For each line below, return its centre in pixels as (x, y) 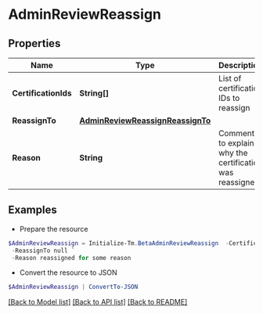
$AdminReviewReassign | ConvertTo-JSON (73, 287)
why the (233, 153)
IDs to (229, 98)
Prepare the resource (54, 229)
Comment (236, 133)
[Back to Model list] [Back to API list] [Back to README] (98, 302)
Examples (32, 210)
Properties (34, 43)
